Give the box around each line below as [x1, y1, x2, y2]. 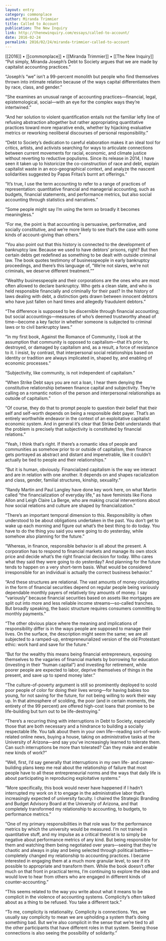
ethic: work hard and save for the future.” [5, 641, 89, 647]
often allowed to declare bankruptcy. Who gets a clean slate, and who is [5, 282, 152, 288]
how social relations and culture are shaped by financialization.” [5, 502, 135, 508]
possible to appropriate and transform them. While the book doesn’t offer [5, 863, 155, 869]
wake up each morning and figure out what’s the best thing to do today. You [5, 523, 160, 529]
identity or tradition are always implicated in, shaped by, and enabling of [5, 355, 153, 361]
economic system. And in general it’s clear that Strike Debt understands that [5, 421, 161, 427]
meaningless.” [5, 211, 34, 217]
